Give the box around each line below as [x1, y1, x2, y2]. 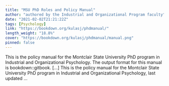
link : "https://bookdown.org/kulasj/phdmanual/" [5, 26, 109, 31]
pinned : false [5, 40, 35, 45]
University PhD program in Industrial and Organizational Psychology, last [5, 70, 156, 76]
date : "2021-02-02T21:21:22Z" [5, 17, 69, 22]
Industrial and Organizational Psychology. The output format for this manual [5, 59, 162, 65]
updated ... [5, 75, 28, 81]
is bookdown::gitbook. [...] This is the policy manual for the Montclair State [5, 64, 159, 70]
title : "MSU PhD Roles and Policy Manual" [5, 7, 96, 13]
